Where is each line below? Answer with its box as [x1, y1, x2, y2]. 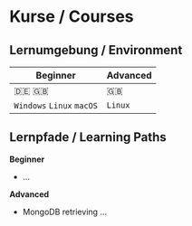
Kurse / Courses [9, 6, 134, 27]
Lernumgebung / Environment [9, 42, 183, 58]
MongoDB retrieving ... [22, 206, 107, 217]
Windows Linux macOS [14, 101, 98, 110]
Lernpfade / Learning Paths [9, 129, 168, 146]
